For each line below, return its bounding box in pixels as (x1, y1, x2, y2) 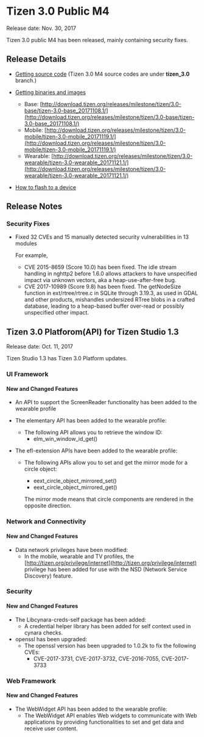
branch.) (15, 76, 37, 84)
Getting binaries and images (15, 89, 86, 96)
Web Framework (6, 677, 56, 685)
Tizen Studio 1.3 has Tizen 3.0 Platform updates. (6, 355, 128, 362)
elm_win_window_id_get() (33, 435, 98, 443)
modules (15, 240, 38, 247)
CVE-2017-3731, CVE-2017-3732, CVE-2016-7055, (33, 655, 160, 662)
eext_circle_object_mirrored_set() (33, 477, 117, 485)
